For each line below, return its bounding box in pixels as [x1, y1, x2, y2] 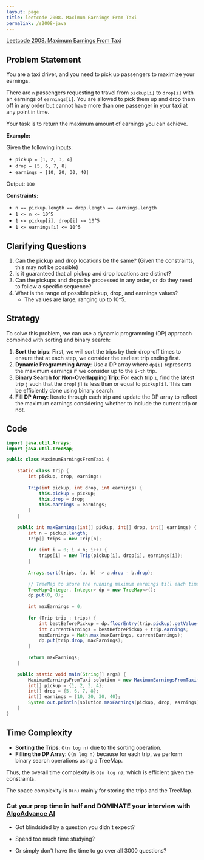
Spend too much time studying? [15, 835, 95, 842]
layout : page [6, 9, 39, 15]
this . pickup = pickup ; [38, 491, 97, 497]
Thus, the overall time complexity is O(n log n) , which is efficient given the [6, 768, 194, 776]
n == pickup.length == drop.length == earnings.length [15, 205, 157, 211]
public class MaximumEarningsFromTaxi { [6, 456, 110, 463]
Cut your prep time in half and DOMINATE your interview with [6, 802, 191, 810]
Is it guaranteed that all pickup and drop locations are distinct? [15, 270, 171, 277]
